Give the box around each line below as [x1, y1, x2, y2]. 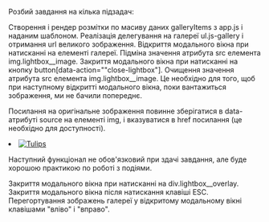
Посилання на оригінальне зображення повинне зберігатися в [8, 106, 223, 116]
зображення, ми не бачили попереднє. [8, 91, 143, 100]
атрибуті [8, 115, 38, 124]
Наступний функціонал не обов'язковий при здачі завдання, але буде [8, 154, 247, 164]
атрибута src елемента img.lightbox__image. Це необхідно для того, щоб [8, 74, 255, 83]
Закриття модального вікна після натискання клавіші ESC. [8, 187, 209, 196]
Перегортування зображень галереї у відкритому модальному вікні [8, 196, 243, 205]
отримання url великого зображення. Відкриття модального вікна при [8, 39, 249, 49]
